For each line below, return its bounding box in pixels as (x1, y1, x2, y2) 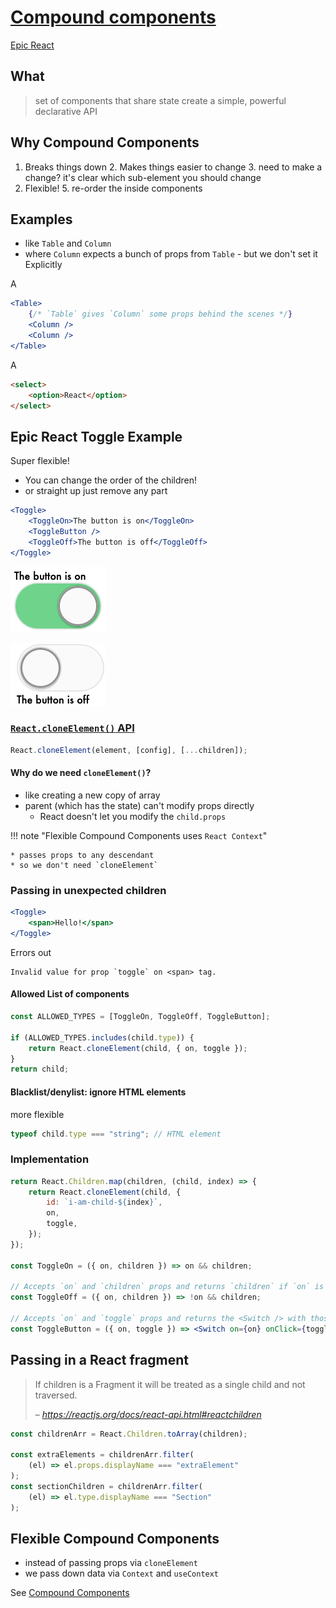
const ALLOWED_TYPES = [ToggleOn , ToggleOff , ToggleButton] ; (10, 1012, 271, 1022)
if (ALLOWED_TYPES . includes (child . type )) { (10, 1032, 195, 1043)
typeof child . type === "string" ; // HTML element (10, 1129, 222, 1139)
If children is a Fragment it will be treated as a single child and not (34, 1378, 306, 1390)
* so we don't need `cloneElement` (10, 860, 159, 870)
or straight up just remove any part (24, 485, 168, 497)
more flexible (10, 1108, 65, 1120)
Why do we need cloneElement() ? (10, 767, 152, 779)
